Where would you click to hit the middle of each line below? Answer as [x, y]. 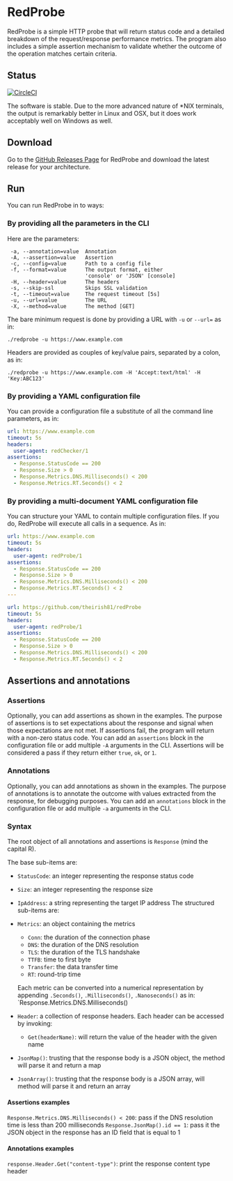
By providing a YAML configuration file [74, 396]
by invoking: [35, 1024]
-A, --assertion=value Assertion [62, 257]
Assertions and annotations [69, 681]
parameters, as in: [33, 418]
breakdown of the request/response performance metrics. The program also [117, 38]
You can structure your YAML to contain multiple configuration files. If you [113, 516]
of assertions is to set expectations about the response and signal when [110, 723]
